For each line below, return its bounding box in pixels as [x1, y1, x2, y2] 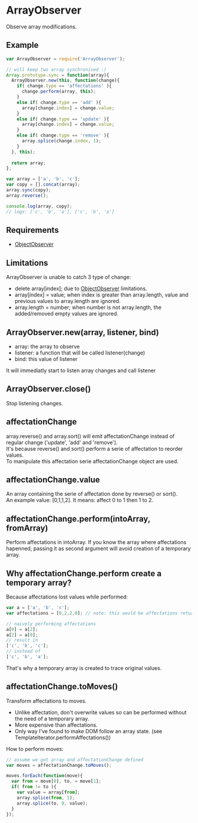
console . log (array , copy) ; [6, 203, 72, 209]
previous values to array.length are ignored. [14, 298, 121, 305]
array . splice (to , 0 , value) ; [16, 800, 88, 806]
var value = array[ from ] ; [16, 789, 81, 795]
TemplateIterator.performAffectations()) [14, 734, 111, 741]
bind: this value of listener [14, 355, 78, 362]
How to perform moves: [6, 745, 64, 752]
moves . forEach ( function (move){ [6, 773, 83, 779]
